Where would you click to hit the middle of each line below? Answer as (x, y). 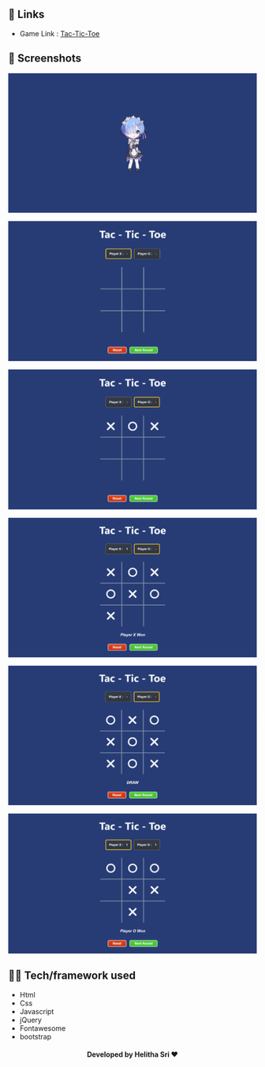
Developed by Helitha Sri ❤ (132, 1054)
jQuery (30, 1020)
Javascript (37, 1011)
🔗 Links (26, 15)
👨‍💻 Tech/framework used (72, 976)
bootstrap (35, 1036)
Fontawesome (43, 1028)
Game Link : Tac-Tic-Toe (60, 33)
